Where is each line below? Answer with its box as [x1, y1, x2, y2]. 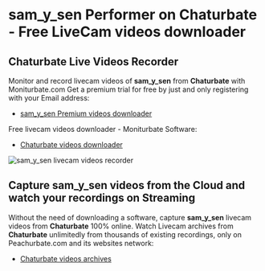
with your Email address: [8, 93, 90, 102]
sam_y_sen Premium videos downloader [19, 109, 153, 118]
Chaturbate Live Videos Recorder [8, 55, 179, 68]
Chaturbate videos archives [19, 253, 112, 263]
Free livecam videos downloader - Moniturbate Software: [8, 125, 198, 133]
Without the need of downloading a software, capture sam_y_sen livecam [8, 212, 251, 222]
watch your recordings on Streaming [8, 191, 195, 205]
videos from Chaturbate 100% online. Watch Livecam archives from [8, 221, 234, 231]
